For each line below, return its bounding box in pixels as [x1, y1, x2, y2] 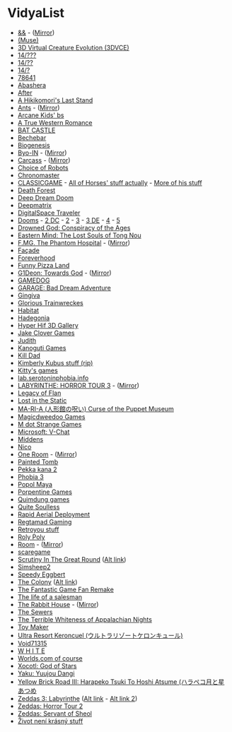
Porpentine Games [17, 488, 73, 496]
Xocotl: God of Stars [17, 661, 77, 670]
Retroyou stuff [17, 525, 59, 533]
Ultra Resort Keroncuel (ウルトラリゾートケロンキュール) [17, 631, 183, 639]
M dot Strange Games [17, 420, 82, 428]
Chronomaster [17, 171, 60, 179]
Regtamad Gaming [17, 517, 72, 526]
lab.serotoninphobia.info [17, 373, 89, 382]
